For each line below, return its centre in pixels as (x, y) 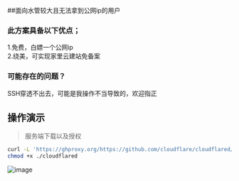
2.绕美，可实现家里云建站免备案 (54, 56)
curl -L (19, 150)
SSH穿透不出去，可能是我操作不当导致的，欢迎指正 (83, 93)
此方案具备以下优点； (44, 31)
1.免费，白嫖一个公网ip (40, 48)
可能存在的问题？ (37, 77)
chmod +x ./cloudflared (43, 156)
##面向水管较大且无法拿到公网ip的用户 (64, 10)
